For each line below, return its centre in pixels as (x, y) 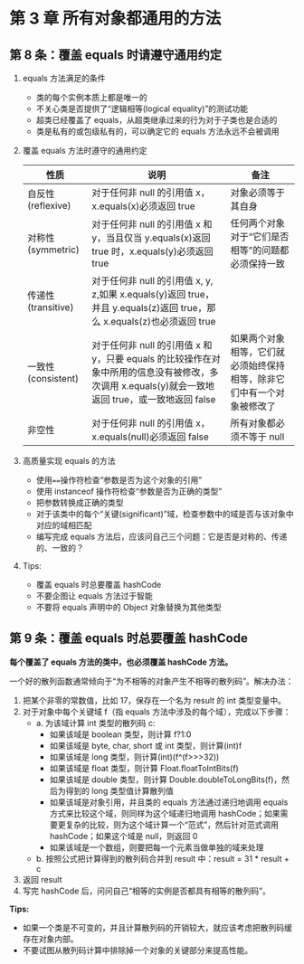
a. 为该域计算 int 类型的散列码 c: (95, 723)
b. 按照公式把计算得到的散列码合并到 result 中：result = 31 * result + (162, 858)
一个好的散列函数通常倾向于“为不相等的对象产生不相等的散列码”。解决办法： (152, 681)
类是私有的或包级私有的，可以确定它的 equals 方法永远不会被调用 (158, 131)
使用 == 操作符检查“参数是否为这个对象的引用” (119, 480)
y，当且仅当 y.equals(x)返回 (151, 238)
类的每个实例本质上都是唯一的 (91, 97)
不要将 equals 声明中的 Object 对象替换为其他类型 (128, 607)
